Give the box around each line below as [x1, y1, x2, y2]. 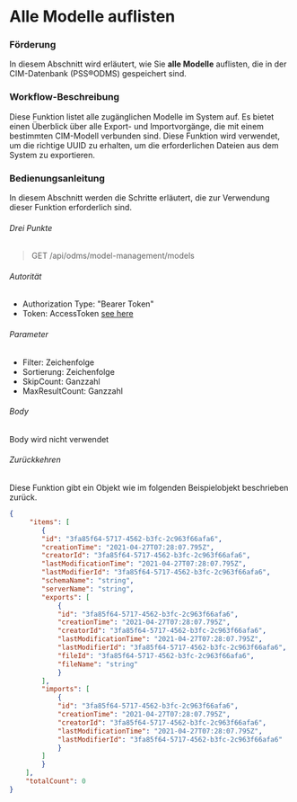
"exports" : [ [41, 593, 91, 601]
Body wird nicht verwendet [9, 433, 109, 444]
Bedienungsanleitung [9, 172, 106, 184]
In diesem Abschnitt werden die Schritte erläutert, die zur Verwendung [9, 192, 271, 203]
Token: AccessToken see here [22, 308, 134, 319]
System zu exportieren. [9, 149, 96, 160]
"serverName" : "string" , [41, 584, 135, 593]
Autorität [9, 271, 42, 281]
